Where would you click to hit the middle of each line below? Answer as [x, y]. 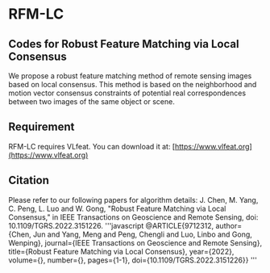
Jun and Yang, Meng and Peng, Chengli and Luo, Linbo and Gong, [142, 234]
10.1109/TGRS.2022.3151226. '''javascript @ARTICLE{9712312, [111, 225]
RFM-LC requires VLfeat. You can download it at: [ [92, 146]
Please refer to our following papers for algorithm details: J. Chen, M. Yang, [133, 199]
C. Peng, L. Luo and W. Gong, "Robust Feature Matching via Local [117, 208]
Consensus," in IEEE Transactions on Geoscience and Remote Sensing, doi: [133, 217]
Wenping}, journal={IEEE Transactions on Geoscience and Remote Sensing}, [135, 242]
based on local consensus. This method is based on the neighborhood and [133, 84]
